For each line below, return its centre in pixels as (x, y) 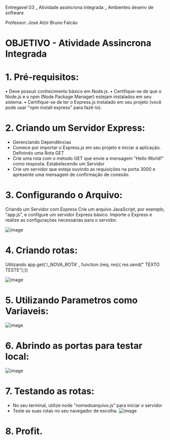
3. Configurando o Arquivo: (64, 195)
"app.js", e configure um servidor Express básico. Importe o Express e (79, 215)
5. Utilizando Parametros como (72, 300)
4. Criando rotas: (41, 251)
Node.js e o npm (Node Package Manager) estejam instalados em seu (78, 97)
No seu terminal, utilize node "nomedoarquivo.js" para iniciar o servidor (87, 405)
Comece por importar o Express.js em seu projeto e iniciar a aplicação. (87, 148)
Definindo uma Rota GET (38, 153)
